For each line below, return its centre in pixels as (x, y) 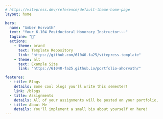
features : (15, 77)
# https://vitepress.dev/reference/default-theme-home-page (68, 10)
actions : (18, 41)
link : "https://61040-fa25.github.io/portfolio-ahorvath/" (79, 69)
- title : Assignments (32, 95)
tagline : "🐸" (23, 37)
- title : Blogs (25, 82)
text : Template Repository (46, 50)
